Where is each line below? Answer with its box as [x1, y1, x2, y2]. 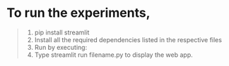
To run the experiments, [6, 5, 151, 21]
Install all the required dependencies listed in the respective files [34, 35, 222, 44]
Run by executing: [34, 43, 88, 51]
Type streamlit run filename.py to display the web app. [34, 51, 194, 59]
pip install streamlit [34, 28, 90, 37]
